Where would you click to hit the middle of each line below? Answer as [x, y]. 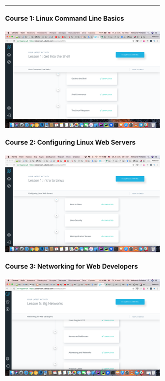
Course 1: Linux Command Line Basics [65, 18]
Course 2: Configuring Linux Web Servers [70, 143]
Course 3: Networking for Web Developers [72, 266]
